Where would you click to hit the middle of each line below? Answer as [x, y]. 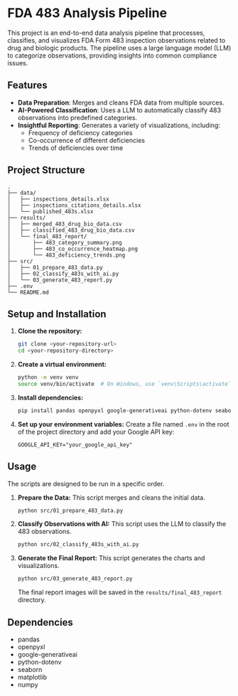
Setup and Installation [57, 314]
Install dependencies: [50, 397]
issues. [18, 63]
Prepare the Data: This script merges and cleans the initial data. [112, 497]
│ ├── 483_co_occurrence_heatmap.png [73, 249]
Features [27, 86]
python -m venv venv [48, 378]
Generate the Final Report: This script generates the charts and [111, 558]
